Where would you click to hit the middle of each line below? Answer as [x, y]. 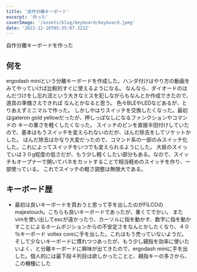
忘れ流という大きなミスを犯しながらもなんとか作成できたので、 [114, 96]
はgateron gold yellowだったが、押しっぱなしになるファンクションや [89, 117]
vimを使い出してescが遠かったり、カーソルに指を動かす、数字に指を [98, 219]
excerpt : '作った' [27, 17]
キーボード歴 [29, 189]
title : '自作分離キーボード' [38, 11]
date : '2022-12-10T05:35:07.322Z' [49, 28]
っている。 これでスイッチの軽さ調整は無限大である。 [81, 169]
